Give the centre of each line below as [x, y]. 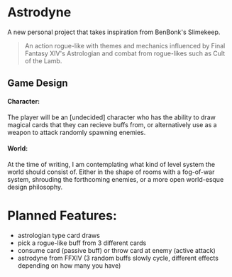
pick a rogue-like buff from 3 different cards [82, 243]
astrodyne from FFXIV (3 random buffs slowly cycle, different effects [118, 258]
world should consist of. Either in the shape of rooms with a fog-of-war [111, 172]
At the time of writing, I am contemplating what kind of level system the [111, 164]
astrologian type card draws [59, 235]
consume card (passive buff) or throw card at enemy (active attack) [117, 250]
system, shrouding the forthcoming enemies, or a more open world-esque [116, 179]
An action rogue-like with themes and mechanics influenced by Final [125, 45]
